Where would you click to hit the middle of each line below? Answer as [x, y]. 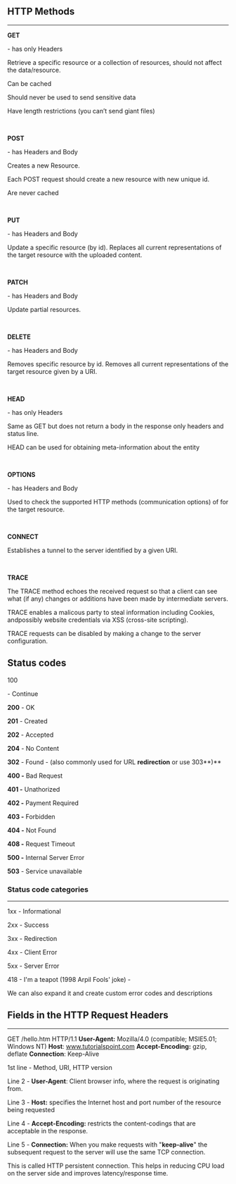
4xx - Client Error [32, 952]
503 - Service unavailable [45, 871]
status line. [23, 433]
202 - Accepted [31, 735]
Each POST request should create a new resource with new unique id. [109, 179]
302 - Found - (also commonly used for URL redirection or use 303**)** [114, 762]
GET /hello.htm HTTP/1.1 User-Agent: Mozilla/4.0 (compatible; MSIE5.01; [112, 1039]
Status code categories [48, 889]
